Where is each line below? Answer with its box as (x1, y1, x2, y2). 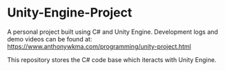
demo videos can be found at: (7, 34, 92, 43)
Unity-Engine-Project (7, 5, 133, 21)
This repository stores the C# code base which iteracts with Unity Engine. (7, 55, 217, 63)
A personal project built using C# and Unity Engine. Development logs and (7, 28, 219, 36)
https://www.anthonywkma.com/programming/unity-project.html (7, 42, 191, 50)
